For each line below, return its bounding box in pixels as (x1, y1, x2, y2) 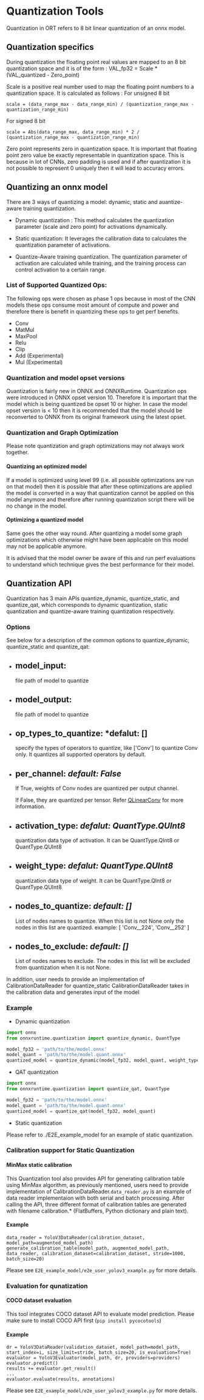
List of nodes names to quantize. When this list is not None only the (15, 917, 184, 925)
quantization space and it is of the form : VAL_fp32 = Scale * (6, 65, 158, 72)
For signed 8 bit (6, 117, 46, 124)
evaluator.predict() (6, 1360, 59, 1367)
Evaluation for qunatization (6, 1281, 88, 1290)
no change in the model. (6, 502, 67, 509)
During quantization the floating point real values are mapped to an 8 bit (6, 58, 186, 65)
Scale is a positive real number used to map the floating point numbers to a (6, 83, 194, 90)
